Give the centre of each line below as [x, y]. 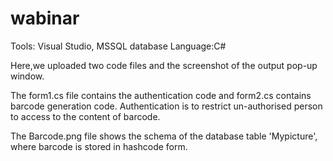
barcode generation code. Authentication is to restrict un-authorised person [166, 106]
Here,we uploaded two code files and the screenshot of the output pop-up [164, 65]
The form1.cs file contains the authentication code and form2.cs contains [161, 95]
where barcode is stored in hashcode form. [99, 146]
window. [27, 76]
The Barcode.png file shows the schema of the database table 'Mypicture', [164, 136]
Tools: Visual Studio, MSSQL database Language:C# [118, 46]
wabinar [45, 18]
